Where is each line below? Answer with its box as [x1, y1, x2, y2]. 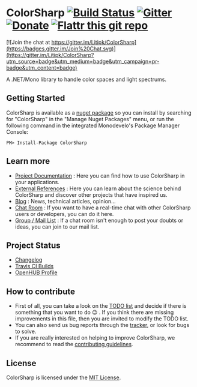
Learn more [6, 156, 50, 166]
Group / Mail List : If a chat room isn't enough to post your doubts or [14, 217, 184, 224]
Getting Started [6, 93, 65, 103]
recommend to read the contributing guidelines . [14, 341, 133, 348]
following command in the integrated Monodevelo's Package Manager [6, 122, 180, 129]
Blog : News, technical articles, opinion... [14, 197, 116, 205]
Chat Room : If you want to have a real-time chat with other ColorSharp [14, 204, 191, 211]
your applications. [14, 178, 60, 185]
